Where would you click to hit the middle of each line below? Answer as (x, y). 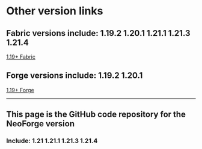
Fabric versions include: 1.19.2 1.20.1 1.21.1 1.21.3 (98, 33)
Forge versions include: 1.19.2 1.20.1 (75, 76)
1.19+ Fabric (21, 57)
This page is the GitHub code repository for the (96, 115)
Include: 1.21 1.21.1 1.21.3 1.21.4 (52, 141)
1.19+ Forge (20, 90)
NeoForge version (41, 124)
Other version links (55, 11)
